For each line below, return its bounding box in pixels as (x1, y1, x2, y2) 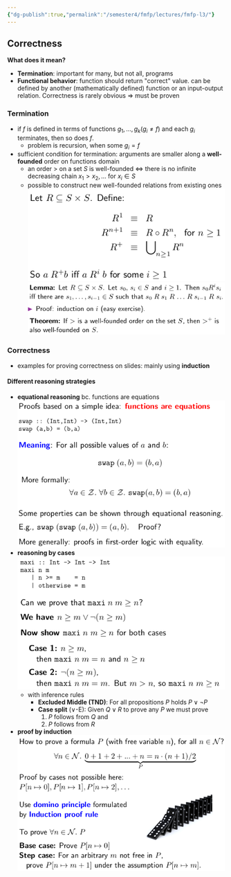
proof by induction (17, 727, 72, 736)
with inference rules (27, 691, 84, 699)
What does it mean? (7, 56, 66, 64)
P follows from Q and (48, 713, 109, 721)
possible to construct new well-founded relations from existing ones (27, 181, 222, 190)
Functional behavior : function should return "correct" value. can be (17, 77, 211, 85)
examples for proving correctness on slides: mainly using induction (17, 361, 210, 370)
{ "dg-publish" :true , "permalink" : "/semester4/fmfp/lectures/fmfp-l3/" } (7, 11, 215, 18)
